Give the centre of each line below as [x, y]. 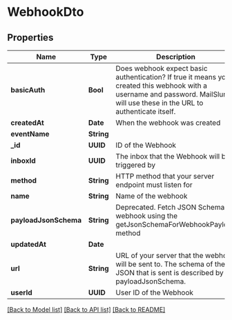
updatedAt [29, 244]
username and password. [157, 94]
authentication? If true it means [166, 77]
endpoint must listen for [154, 185]
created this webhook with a [162, 86]
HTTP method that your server [165, 176]
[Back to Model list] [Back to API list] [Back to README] [86, 310]
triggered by [136, 165]
